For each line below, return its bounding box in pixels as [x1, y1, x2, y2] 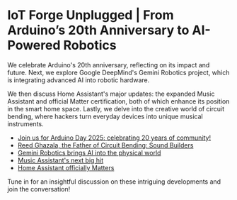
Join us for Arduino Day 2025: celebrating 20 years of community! [17, 133, 212, 142]
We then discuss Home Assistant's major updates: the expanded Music [7, 89, 215, 98]
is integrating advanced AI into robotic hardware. [7, 75, 150, 84]
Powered [7, 38, 61, 53]
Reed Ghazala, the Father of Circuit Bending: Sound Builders [17, 140, 194, 149]
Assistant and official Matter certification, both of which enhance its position [7, 96, 230, 106]
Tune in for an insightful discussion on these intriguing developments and [7, 177, 221, 186]
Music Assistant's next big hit [17, 156, 104, 165]
